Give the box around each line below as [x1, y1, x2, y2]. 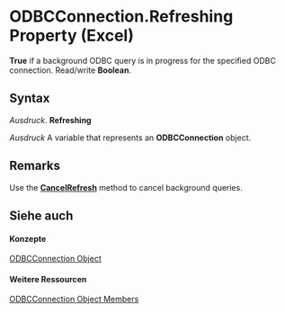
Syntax [9, 91, 50, 106]
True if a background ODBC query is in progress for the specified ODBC [9, 55, 277, 66]
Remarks [9, 158, 61, 174]
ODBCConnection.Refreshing [9, 6, 234, 27]
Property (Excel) [9, 25, 135, 46]
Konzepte [9, 233, 47, 244]
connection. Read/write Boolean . [9, 65, 132, 76]
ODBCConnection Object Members [9, 294, 139, 305]
